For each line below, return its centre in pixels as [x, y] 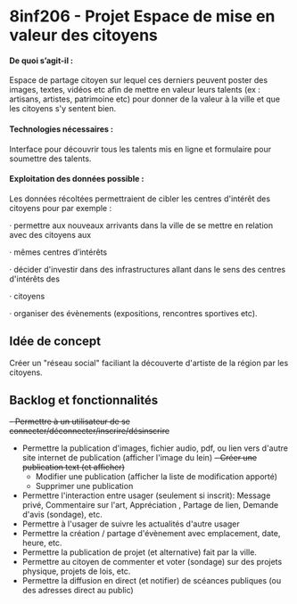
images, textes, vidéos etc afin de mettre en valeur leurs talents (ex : [135, 90]
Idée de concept [55, 342]
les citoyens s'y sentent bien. [63, 109]
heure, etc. [42, 543]
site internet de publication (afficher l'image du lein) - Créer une [139, 458]
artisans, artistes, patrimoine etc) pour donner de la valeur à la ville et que [145, 99]
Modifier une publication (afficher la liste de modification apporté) [157, 477]
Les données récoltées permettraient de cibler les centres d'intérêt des [140, 199]
